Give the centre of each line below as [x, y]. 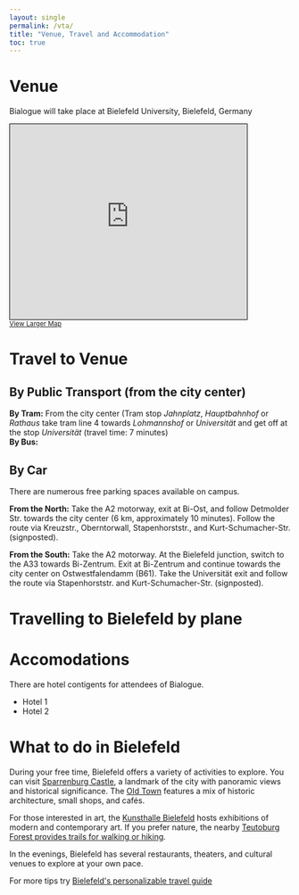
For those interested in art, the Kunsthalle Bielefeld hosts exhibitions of [139, 818]
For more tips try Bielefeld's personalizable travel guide [111, 881]
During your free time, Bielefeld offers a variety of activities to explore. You [146, 772]
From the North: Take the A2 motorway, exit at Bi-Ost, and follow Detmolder [149, 509]
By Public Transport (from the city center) [128, 392]
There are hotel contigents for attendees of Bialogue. [107, 684]
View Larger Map [36, 324]
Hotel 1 [35, 702]
